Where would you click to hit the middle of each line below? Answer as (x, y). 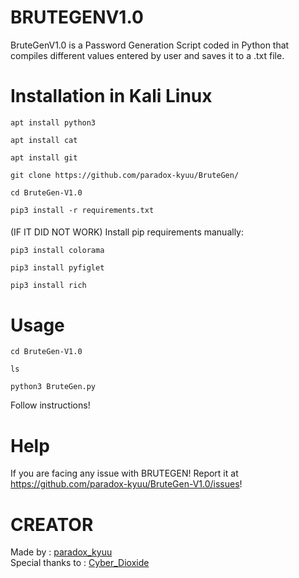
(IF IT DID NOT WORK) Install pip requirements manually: (127, 232)
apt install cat (44, 140)
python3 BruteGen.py (53, 387)
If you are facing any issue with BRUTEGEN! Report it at (124, 473)
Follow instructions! (50, 405)
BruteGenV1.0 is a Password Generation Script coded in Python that (150, 45)
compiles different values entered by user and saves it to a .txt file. (147, 55)
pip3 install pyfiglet (57, 268)
